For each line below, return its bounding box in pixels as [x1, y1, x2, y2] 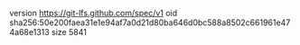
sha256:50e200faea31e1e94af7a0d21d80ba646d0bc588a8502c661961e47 [9, 17, 291, 28]
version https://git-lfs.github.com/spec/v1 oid [9, 8, 178, 18]
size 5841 [51, 27, 88, 37]
